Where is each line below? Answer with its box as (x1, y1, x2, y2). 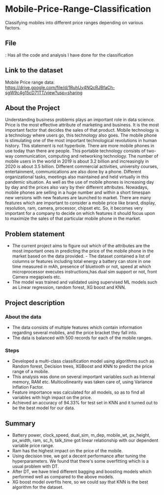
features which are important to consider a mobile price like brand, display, (5, 200, 156, 206)
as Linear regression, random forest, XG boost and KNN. (12, 284, 126, 290)
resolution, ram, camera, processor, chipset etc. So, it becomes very (5, 205, 143, 211)
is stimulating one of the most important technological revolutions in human (5, 138, 157, 143)
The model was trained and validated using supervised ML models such (12, 279, 158, 285)
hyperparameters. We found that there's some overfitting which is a (12, 458, 149, 464)
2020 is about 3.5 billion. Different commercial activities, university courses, (5, 164, 158, 169)
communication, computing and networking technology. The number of (14, 153, 159, 159)
